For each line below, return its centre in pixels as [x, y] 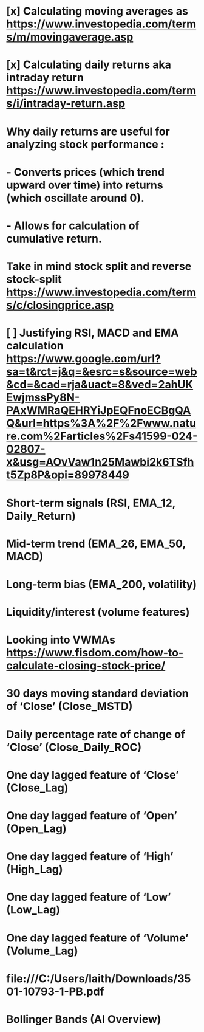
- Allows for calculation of [73, 225]
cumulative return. [54, 239]
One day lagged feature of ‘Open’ [92, 816]
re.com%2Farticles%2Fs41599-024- [102, 436]
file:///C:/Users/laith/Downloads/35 [99, 978]
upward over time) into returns [85, 185]
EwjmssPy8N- [43, 398]
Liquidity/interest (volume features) [98, 612]
